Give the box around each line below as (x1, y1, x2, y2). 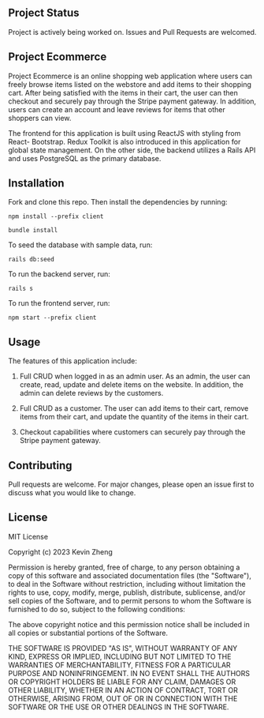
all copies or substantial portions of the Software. (8, 628, 168, 637)
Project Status (8, 6, 80, 20)
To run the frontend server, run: (8, 299, 110, 308)
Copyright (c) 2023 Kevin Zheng (8, 547, 113, 556)
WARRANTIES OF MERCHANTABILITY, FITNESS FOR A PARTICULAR (8, 660, 231, 670)
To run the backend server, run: (8, 269, 110, 279)
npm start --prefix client (8, 314, 97, 322)
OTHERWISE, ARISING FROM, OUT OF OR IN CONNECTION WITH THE (8, 694, 238, 703)
